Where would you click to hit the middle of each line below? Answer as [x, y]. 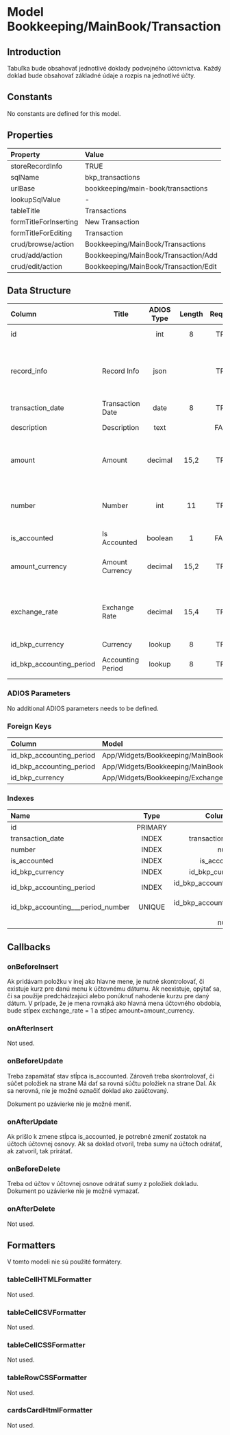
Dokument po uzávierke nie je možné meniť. [69, 1104]
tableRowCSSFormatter [47, 1377]
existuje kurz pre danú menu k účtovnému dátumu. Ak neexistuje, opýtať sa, [114, 989]
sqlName [25, 177]
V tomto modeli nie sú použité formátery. [65, 1262]
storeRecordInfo [37, 166]
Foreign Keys [29, 726]
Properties [30, 135]
